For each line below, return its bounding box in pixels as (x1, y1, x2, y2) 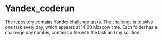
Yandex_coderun (5, 3, 75, 14)
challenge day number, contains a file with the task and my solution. (5, 29, 141, 35)
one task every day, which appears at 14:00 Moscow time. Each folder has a (5, 24, 158, 30)
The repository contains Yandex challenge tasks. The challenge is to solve (5, 19, 154, 25)
